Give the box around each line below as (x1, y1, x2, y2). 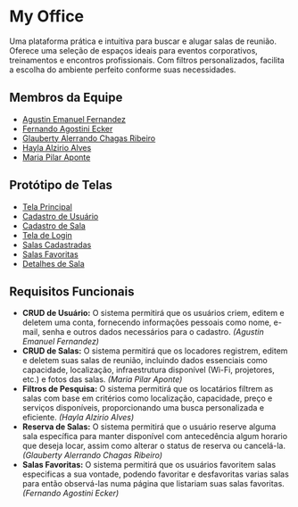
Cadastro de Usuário (21, 211, 99, 221)
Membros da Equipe (9, 90, 123, 105)
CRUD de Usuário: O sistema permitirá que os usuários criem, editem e (21, 308, 285, 319)
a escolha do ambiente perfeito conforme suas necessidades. (9, 64, 236, 75)
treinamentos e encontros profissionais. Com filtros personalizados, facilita (9, 54, 286, 65)
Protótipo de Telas (9, 178, 113, 193)
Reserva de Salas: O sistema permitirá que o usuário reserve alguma (21, 421, 277, 432)
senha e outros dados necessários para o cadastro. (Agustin (41, 327, 265, 337)
